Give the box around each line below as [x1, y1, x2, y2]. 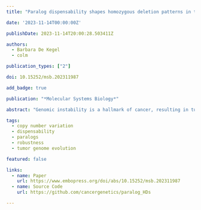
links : [6, 167, 23, 173]
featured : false [6, 156, 47, 162]
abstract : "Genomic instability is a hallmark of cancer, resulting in [6, 106, 188, 113]
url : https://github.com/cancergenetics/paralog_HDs [17, 190, 151, 196]
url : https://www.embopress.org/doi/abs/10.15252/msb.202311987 [17, 178, 181, 184]
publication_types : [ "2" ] [6, 64, 71, 70]
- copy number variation [11, 123, 74, 129]
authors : [6, 41, 28, 47]
